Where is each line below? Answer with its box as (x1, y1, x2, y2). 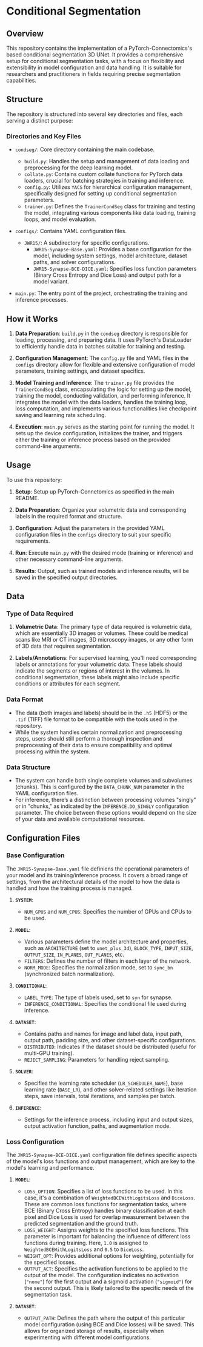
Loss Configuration (6, 1137, 64, 1145)
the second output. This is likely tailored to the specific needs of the (24, 1284, 194, 1291)
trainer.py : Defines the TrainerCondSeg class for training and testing (24, 203, 196, 210)
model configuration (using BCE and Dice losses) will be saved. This (24, 1321, 195, 1328)
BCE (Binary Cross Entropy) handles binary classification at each (24, 1207, 186, 1214)
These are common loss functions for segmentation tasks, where (24, 1201, 187, 1207)
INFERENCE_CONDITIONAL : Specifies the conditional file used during (24, 1000, 187, 1007)
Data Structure (6, 763, 51, 772)
